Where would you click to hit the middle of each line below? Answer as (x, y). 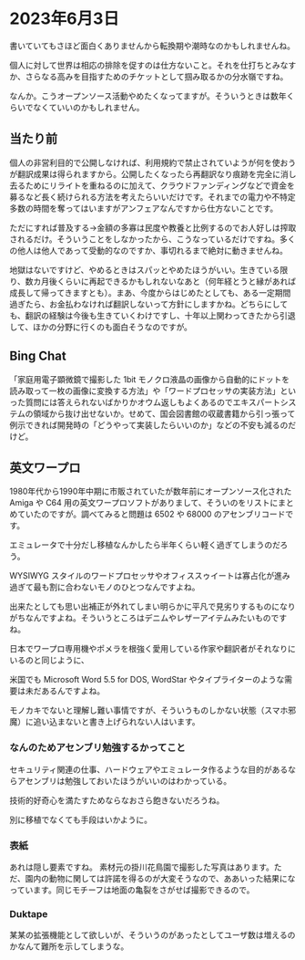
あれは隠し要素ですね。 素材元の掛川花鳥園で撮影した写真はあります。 (142, 867)
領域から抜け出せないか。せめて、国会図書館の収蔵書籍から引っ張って (164, 413)
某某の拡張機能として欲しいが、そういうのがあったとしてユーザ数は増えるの (152, 935)
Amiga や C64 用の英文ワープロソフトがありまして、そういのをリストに (144, 503)
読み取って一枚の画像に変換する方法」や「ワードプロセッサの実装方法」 (145, 391)
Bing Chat (38, 356)
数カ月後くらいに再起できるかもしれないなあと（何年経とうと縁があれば (161, 281)
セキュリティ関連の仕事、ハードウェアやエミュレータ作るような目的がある (149, 769)
